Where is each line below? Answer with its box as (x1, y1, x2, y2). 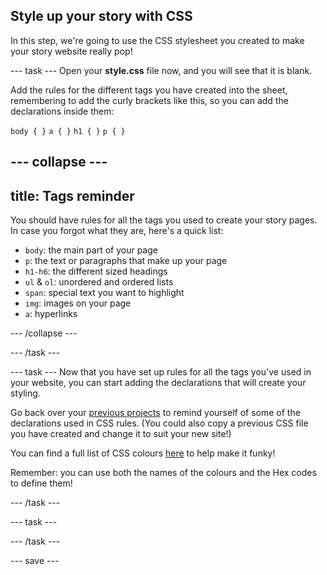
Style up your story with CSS (10, 8, 193, 25)
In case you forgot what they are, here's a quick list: (10, 225, 224, 237)
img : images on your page (24, 297, 132, 309)
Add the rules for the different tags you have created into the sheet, (10, 84, 288, 96)
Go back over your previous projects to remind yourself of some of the (10, 407, 301, 419)
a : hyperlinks (24, 308, 78, 320)
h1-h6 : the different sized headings (24, 265, 168, 278)
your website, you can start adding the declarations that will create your (10, 377, 307, 389)
